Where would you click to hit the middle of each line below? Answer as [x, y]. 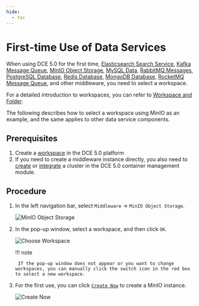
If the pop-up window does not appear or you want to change [96, 264]
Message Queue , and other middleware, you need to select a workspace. [97, 83]
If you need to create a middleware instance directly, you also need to [101, 159]
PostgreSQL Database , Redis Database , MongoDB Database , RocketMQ [95, 77]
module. [25, 172]
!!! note [24, 253]
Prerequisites [32, 139]
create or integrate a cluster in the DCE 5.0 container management [97, 166]
